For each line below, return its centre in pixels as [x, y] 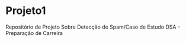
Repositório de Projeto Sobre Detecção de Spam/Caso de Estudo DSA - [93, 27]
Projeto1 [26, 11]
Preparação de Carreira [34, 33]
